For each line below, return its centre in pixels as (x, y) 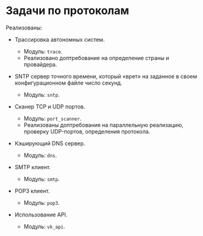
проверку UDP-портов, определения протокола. (87, 131)
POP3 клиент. (32, 191)
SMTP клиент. (33, 167)
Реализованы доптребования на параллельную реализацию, (104, 125)
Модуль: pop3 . (42, 202)
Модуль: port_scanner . (53, 118)
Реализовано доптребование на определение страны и (96, 58)
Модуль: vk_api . (44, 226)
